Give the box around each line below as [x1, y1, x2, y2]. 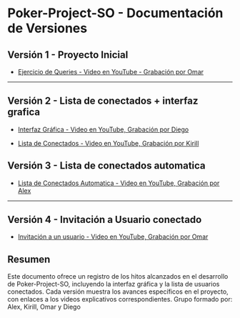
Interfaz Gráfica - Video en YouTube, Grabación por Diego [17, 125, 189, 134]
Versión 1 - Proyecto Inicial [7, 49, 129, 61]
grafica [7, 106, 41, 119]
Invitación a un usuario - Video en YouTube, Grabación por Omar [17, 232, 209, 241]
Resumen [7, 253, 51, 265]
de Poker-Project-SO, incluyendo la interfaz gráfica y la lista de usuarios [7, 280, 220, 289]
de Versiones [7, 20, 88, 36]
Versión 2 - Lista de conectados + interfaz [7, 95, 199, 107]
